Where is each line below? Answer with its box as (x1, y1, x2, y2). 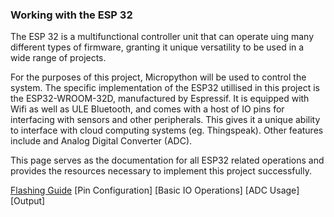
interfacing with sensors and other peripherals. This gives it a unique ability (10, 114, 321, 126)
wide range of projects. (10, 52, 107, 64)
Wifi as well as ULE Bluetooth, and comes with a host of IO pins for (10, 103, 285, 115)
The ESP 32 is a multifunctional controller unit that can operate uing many (10, 31, 315, 43)
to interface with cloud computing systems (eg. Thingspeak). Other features (10, 124, 324, 137)
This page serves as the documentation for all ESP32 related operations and (10, 154, 325, 167)
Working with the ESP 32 (10, 8, 133, 22)
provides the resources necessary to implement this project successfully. (10, 165, 312, 177)
